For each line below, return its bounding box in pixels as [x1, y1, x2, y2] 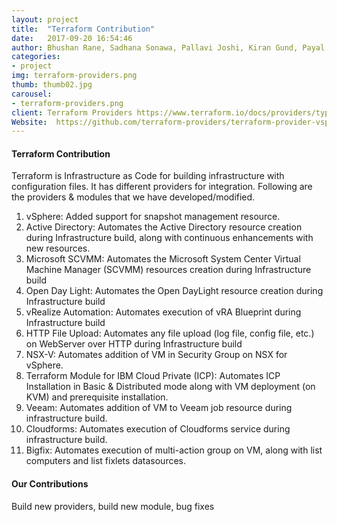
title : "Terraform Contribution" [11, 24, 156, 34]
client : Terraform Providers [11, 107, 133, 118]
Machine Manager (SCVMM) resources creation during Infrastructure [25, 264, 312, 276]
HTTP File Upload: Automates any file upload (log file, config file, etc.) [25, 327, 315, 340]
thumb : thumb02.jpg [11, 80, 93, 90]
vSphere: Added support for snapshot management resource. [25, 211, 281, 223]
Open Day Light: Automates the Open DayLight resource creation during [25, 285, 324, 297]
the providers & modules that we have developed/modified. [11, 191, 256, 203]
